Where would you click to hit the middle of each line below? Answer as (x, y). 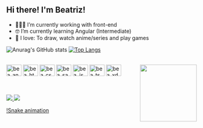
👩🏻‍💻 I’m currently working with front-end (66, 24)
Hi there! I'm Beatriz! (46, 10)
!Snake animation (28, 110)
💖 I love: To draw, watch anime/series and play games (82, 38)
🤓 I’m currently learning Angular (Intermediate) (73, 31)
